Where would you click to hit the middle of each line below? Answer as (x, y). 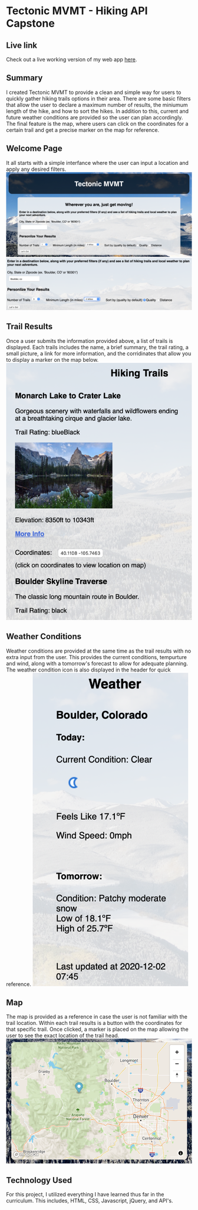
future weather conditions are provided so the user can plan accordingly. (95, 117)
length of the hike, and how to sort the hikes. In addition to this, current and (98, 111)
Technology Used (39, 1180)
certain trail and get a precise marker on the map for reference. (83, 130)
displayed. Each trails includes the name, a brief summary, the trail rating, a (97, 347)
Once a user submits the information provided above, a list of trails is (90, 340)
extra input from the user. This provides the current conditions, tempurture (97, 657)
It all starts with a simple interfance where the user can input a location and (97, 163)
